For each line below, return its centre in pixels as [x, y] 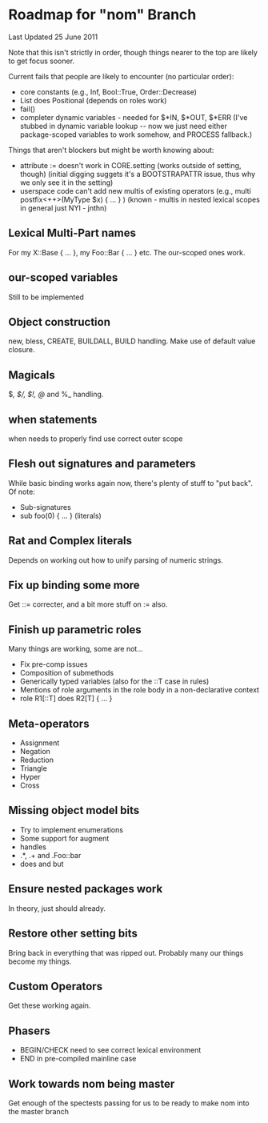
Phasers [29, 1031]
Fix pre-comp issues [54, 664]
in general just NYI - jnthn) [63, 208]
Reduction [37, 760]
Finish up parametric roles [75, 630]
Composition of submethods [67, 673]
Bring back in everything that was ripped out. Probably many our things [126, 953]
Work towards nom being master [92, 1083]
